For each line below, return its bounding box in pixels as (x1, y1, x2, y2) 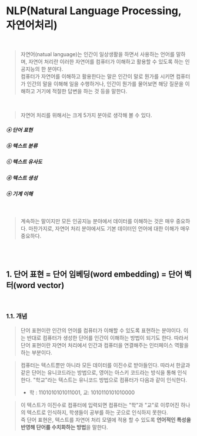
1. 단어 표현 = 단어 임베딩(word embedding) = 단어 (6, 269, 183, 279)
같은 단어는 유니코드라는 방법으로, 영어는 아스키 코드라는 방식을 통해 (20, 369, 176, 376)
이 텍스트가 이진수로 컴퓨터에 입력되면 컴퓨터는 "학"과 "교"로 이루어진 (20, 401, 179, 408)
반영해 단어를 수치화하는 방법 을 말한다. (20, 424, 108, 431)
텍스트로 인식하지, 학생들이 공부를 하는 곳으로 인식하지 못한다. (26, 409, 169, 416)
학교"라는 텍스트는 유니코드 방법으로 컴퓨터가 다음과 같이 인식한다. (35, 376, 187, 383)
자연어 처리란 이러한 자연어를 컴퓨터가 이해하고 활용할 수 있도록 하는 (28, 58, 184, 65)
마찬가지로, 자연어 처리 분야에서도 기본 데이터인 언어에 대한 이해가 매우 (28, 225, 190, 232)
